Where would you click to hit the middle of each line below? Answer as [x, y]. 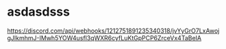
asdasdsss [39, 12]
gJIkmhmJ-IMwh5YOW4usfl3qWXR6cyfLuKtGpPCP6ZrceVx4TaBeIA [104, 37]
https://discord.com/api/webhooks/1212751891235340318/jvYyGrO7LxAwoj [113, 31]
